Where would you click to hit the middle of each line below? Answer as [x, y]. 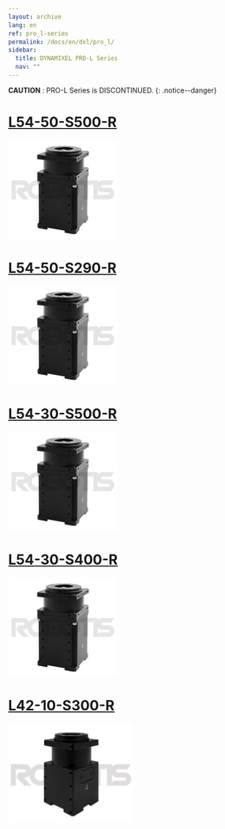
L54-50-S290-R [62, 268]
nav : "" [28, 67]
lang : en [22, 25]
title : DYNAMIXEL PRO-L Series [67, 59]
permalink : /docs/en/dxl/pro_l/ [61, 42]
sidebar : [22, 50]
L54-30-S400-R [63, 560]
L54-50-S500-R [62, 122]
